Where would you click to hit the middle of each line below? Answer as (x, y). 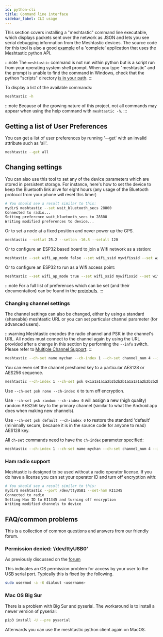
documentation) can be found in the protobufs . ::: (54, 291)
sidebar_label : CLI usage (31, 19)
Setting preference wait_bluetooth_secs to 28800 (56, 217)
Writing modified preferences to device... (50, 222)
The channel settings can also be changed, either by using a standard (75, 314)
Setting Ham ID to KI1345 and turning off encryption (61, 500)
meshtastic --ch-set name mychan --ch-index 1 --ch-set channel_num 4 (78, 358)
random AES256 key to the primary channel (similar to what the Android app (81, 405)
